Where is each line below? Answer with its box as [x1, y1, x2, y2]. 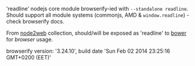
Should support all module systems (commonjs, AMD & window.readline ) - [6, 11, 190, 19]
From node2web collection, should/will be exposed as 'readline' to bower [6, 29, 187, 37]
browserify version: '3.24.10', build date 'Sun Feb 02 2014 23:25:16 [6, 47, 170, 55]
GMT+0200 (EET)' [6, 54, 51, 61]
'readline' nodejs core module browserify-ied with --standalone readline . [6, 5, 188, 12]
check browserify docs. [6, 18, 65, 25]
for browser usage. [6, 36, 53, 43]
